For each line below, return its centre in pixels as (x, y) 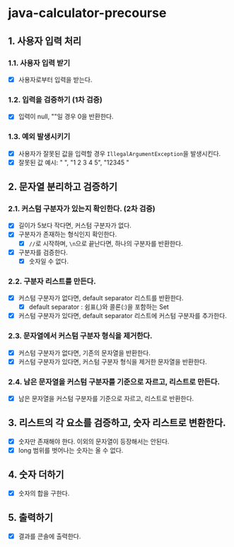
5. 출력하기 (31, 518)
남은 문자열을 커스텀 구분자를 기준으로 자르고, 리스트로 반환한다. (106, 398)
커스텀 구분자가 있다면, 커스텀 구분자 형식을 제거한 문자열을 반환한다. (112, 361)
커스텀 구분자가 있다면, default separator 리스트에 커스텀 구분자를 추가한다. (122, 316)
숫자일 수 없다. (49, 261)
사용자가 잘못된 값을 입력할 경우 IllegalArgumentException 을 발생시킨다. (119, 153)
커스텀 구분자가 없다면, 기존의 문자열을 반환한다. (84, 353)
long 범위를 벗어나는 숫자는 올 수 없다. (71, 450)
